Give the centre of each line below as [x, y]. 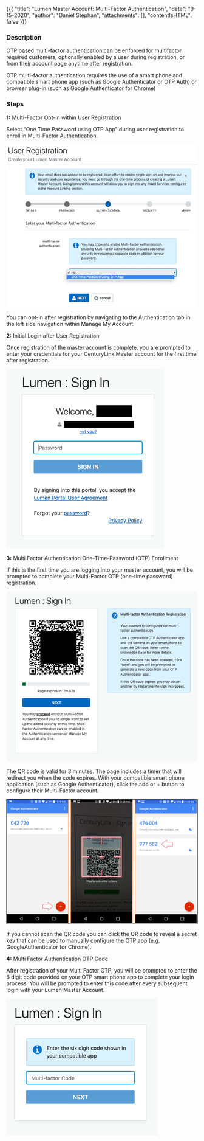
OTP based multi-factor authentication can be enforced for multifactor [94, 50]
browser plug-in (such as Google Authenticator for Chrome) [81, 88]
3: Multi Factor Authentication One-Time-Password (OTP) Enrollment [92, 558]
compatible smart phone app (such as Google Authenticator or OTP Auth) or [102, 82]
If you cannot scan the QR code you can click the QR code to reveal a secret [102, 934]
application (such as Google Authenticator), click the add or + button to [95, 785]
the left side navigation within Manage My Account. [70, 324]
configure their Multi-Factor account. [53, 791]
